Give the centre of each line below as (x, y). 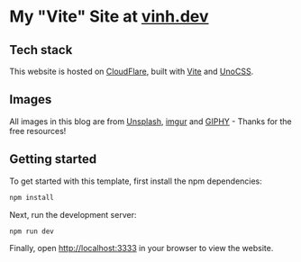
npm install (32, 197)
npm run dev (32, 231)
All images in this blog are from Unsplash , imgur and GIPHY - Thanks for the (151, 121)
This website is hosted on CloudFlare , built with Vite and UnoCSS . (132, 71)
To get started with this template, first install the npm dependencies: (136, 181)
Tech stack (41, 50)
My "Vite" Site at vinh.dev (109, 17)
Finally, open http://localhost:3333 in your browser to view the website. (141, 248)
